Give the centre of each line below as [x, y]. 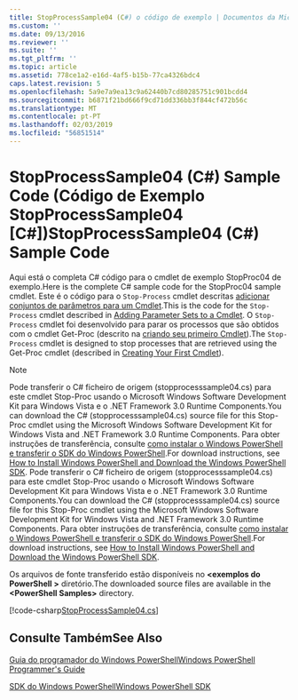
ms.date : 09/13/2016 [47, 34]
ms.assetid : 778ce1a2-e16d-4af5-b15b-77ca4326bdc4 [105, 76]
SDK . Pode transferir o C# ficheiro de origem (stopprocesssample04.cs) [141, 472]
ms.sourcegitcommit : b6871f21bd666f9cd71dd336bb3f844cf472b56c [129, 100]
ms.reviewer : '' [39, 42]
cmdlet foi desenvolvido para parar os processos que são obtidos [159, 324]
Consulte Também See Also [86, 638]
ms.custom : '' [35, 26]
